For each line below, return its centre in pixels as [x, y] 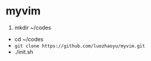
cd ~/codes [29, 39]
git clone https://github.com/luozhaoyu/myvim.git [80, 46]
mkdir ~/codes [33, 28]
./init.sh [24, 51]
